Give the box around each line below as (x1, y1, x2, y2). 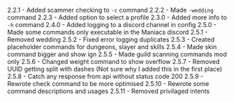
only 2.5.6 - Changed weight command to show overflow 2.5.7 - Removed (7, 58, 220, 65)
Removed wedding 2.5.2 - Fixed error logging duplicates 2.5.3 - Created (7, 35, 215, 44)
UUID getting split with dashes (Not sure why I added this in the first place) (7, 65, 223, 73)
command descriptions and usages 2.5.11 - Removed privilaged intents (7, 87, 210, 95)
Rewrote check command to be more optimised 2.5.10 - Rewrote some (7, 80, 210, 87)
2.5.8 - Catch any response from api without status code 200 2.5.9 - (7, 72, 204, 80)
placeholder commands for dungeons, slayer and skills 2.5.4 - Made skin (7, 43, 217, 51)
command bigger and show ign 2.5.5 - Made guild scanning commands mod (7, 50, 227, 58)
